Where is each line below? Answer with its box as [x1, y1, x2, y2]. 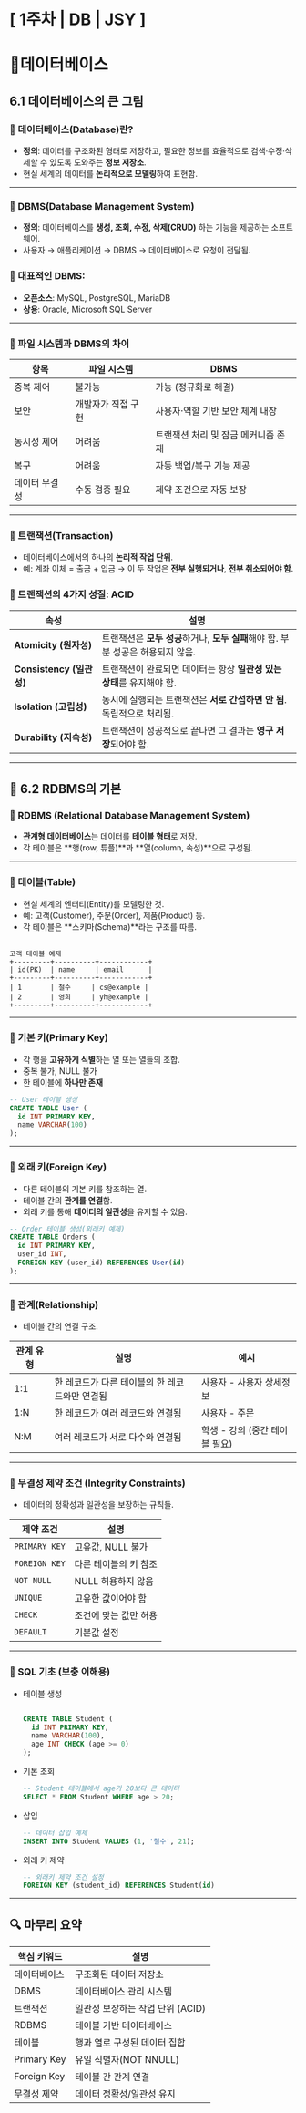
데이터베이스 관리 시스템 [74, 1985, 173, 1998]
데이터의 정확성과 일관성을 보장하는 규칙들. [22, 1500, 175, 1510]
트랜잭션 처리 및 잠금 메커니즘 [155, 428, 275, 441]
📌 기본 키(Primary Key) [9, 1032, 109, 1045]
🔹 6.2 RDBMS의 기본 [9, 781, 122, 797]
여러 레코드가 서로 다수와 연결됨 [54, 1431, 182, 1444]
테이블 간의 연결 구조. [22, 1321, 98, 1332]
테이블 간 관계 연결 [74, 2071, 150, 2084]
